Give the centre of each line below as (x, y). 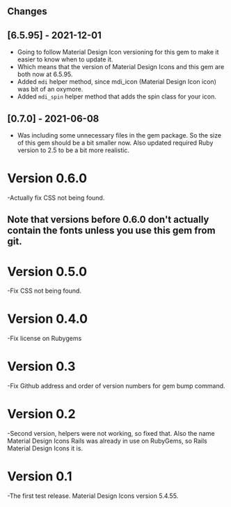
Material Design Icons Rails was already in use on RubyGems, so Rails (107, 441)
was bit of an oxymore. (50, 89)
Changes (27, 12)
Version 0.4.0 (48, 319)
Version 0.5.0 (47, 271)
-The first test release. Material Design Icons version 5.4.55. (93, 496)
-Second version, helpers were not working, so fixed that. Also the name (111, 434)
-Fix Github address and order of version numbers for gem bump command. (116, 386)
